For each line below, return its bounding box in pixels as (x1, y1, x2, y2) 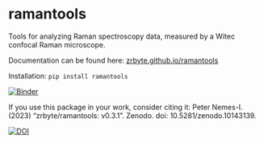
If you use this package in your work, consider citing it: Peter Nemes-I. (8, 102, 244, 112)
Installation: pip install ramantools (8, 71, 128, 80)
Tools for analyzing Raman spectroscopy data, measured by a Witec (8, 31, 236, 41)
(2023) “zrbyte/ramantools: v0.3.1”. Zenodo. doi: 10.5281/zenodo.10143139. (8, 110, 257, 121)
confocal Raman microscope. (8, 39, 106, 49)
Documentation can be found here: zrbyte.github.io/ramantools (8, 55, 219, 65)
